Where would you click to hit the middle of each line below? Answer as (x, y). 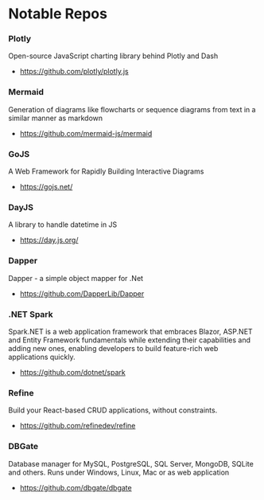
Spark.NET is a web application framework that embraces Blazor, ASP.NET (130, 331)
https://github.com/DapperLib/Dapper (82, 293)
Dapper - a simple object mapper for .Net (76, 278)
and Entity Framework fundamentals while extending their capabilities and (130, 340)
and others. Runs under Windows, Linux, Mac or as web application (119, 472)
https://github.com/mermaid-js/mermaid (86, 133)
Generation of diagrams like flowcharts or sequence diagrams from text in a (132, 109)
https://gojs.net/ (46, 187)
